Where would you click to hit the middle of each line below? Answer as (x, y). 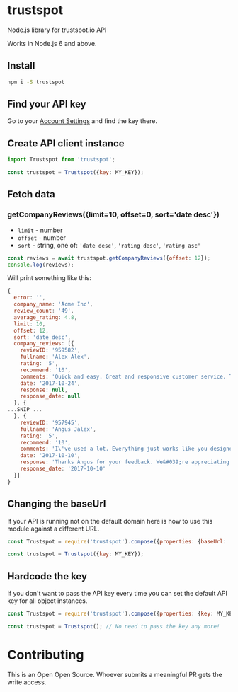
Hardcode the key (47, 576)
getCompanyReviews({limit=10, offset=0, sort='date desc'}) (113, 214)
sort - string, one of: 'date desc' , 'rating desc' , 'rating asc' (109, 245)
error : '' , (30, 298)
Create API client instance (66, 143)
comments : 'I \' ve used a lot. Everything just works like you (114, 449)
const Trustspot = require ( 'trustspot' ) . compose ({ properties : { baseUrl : (117, 541)
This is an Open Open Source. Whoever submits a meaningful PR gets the (115, 674)
